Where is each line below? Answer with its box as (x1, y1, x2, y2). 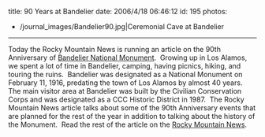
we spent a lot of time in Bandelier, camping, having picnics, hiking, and (8, 61, 241, 70)
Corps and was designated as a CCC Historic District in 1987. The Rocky (8, 94, 244, 104)
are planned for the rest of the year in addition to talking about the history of (8, 112, 256, 120)
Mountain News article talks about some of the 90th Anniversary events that (8, 103, 256, 113)
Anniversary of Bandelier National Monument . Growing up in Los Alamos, (8, 53, 248, 62)
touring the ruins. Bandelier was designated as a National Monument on (8, 70, 243, 79)
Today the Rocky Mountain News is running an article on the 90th (8, 45, 221, 54)
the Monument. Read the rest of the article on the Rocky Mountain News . (8, 120, 247, 129)
